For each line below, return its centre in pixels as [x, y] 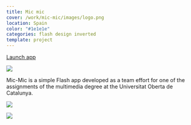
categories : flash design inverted [51, 34]
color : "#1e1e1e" [28, 29]
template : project [29, 40]
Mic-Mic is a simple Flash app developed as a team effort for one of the [95, 80]
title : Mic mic [25, 12]
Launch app [21, 57]
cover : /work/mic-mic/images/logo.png [55, 18]
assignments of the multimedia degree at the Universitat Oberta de [90, 86]
